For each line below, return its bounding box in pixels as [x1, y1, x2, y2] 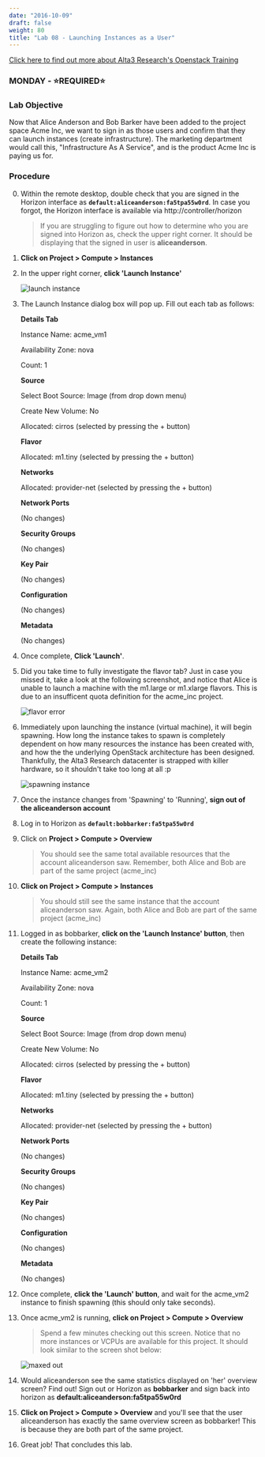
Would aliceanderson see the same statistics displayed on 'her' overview [20, 1376, 258, 1385]
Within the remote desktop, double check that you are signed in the [20, 189, 240, 198]
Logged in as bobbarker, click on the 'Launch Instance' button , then [20, 928, 245, 938]
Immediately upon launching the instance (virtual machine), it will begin [20, 722, 252, 732]
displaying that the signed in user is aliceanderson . [39, 238, 207, 247]
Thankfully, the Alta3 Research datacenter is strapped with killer [20, 755, 230, 765]
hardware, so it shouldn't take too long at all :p [20, 764, 172, 774]
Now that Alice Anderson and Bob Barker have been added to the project [9, 118, 247, 127]
